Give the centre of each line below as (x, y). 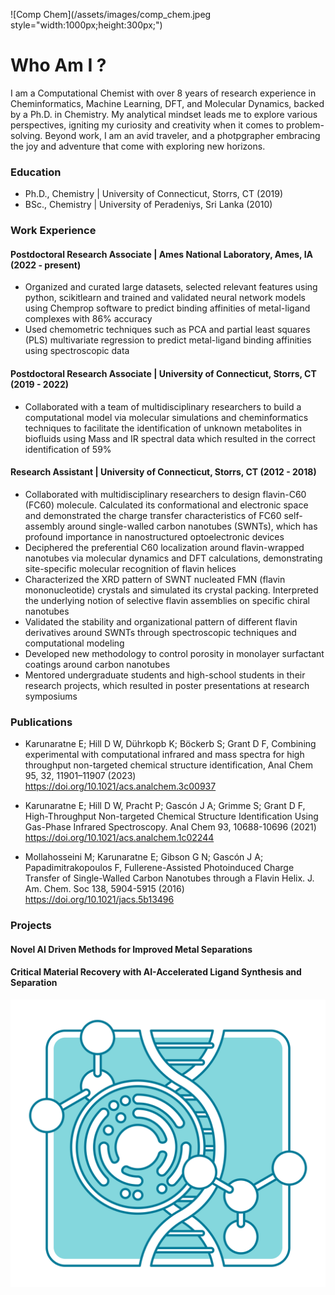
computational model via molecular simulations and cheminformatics (166, 417)
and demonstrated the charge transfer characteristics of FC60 (153, 515)
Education (36, 172)
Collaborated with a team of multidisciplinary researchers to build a (163, 406)
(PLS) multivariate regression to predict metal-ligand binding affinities (168, 340)
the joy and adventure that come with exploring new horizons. (138, 146)
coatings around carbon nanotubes (97, 664)
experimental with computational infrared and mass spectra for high (164, 755)
